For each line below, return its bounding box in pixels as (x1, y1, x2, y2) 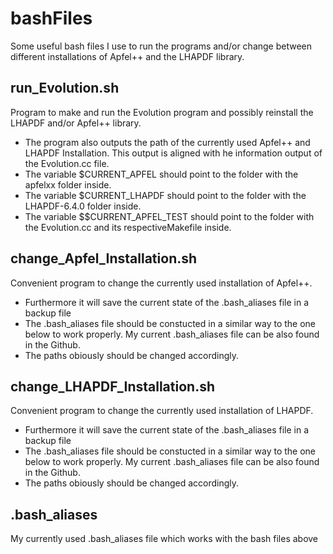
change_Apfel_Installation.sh (10, 250, 198, 267)
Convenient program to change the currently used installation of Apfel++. (10, 277, 313, 289)
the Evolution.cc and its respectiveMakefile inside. (24, 221, 232, 233)
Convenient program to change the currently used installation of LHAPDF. (10, 405, 314, 417)
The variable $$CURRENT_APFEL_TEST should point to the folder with (24, 210, 315, 222)
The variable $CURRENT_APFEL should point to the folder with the (24, 168, 299, 180)
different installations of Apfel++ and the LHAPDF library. (10, 50, 245, 62)
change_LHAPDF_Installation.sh (10, 378, 215, 395)
